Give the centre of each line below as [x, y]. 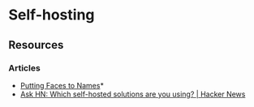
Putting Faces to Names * [62, 85]
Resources [36, 45]
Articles [24, 68]
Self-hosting [52, 15]
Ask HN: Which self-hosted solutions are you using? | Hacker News [133, 94]
